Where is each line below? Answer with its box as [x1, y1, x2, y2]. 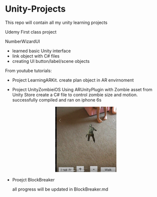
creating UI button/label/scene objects [12, 58, 90, 64]
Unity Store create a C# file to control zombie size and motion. [12, 92, 138, 98]
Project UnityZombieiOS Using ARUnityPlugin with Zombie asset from [12, 86, 153, 92]
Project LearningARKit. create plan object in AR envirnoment [12, 77, 134, 83]
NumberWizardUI [5, 38, 40, 44]
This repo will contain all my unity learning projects [5, 20, 108, 25]
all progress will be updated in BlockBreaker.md [12, 186, 109, 192]
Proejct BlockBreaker [12, 177, 55, 182]
